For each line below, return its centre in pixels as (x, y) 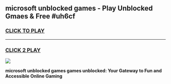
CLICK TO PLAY (25, 31)
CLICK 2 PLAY (23, 50)
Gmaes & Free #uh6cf (40, 17)
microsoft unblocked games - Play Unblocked (79, 8)
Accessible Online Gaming (34, 76)
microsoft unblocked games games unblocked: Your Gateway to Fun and (83, 70)
